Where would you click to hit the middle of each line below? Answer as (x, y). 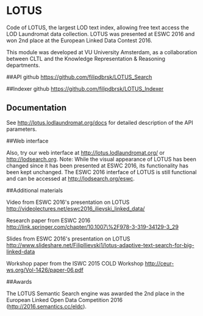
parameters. (22, 129)
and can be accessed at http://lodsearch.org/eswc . (71, 178)
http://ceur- (159, 263)
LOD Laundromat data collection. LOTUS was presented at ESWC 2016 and (101, 33)
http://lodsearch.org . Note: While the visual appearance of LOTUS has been (101, 159)
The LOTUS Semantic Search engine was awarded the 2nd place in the (95, 293)
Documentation (37, 108)
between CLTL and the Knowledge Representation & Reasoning (86, 58)
